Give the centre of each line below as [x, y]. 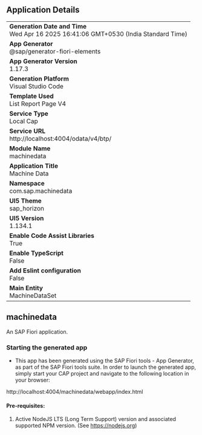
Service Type [29, 113]
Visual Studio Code [36, 86]
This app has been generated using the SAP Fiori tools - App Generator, [105, 360]
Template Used [32, 96]
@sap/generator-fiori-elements [55, 51]
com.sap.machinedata [41, 191]
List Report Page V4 [38, 104]
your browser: [32, 380]
